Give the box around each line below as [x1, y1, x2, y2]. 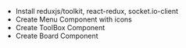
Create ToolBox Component [15, 23, 106, 32]
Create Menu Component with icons [15, 15, 133, 24]
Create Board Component [15, 31, 99, 40]
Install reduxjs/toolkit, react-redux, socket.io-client [15, 7, 178, 15]
